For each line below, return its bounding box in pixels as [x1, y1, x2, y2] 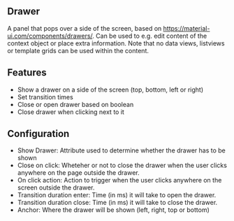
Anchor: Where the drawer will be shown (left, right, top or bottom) [17, 206, 210, 214]
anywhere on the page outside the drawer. [17, 169, 140, 177]
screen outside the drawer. [17, 183, 95, 192]
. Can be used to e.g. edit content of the [92, 31, 207, 40]
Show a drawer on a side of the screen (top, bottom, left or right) [17, 85, 204, 94]
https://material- [163, 24, 210, 32]
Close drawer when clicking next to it [17, 108, 124, 116]
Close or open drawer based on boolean [17, 100, 134, 108]
